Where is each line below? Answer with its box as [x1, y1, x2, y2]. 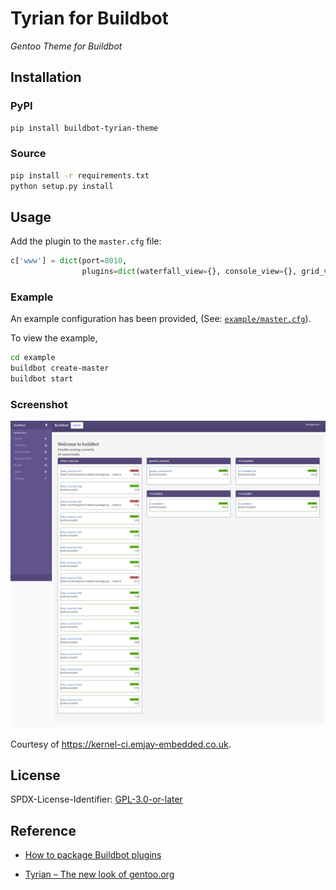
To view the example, [10, 332, 98, 344]
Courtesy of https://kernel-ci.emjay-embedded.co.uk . [10, 738, 232, 750]
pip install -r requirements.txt [10, 170, 150, 181]
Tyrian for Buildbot [10, 7, 169, 30]
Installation [10, 69, 82, 86]
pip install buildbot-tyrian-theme [10, 123, 159, 133]
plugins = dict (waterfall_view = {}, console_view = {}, [81, 267, 298, 277]
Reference [10, 822, 77, 839]
